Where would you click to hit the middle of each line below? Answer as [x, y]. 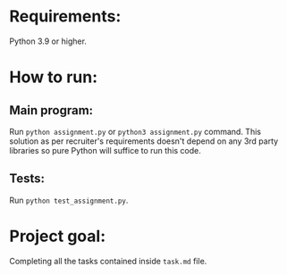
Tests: [27, 179]
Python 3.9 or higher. [48, 41]
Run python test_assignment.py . [69, 200]
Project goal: [57, 236]
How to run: [54, 77]
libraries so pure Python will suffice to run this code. [105, 150]
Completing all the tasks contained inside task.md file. [108, 261]
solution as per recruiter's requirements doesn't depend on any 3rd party [144, 141]
